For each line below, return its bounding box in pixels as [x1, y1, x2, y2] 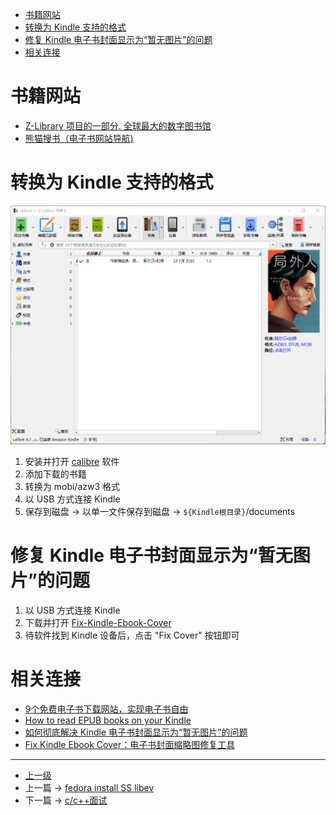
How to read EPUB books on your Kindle [24, 714, 192, 727]
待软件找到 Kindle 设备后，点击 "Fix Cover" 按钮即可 [24, 629, 240, 642]
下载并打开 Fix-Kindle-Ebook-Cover [24, 617, 172, 629]
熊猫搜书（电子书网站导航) [24, 132, 134, 144]
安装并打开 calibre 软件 [24, 456, 120, 468]
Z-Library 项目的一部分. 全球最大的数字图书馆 [24, 119, 212, 132]
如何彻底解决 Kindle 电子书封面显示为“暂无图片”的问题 [24, 726, 248, 738]
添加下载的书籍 [24, 468, 87, 480]
